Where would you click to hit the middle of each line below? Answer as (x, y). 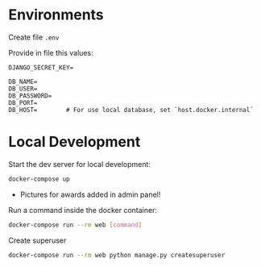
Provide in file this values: (51, 52)
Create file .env (34, 37)
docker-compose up (39, 179)
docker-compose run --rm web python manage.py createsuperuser (117, 255)
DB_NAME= (23, 81)
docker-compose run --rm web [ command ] (75, 225)
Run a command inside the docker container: (83, 210)
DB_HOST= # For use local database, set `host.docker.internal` (131, 110)
